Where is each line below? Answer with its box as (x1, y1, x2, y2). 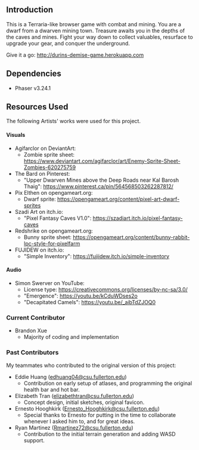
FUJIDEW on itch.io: (14, 246, 64, 253)
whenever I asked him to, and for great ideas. (23, 418, 135, 425)
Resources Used (6, 102, 69, 112)
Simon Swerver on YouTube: (14, 279, 85, 286)
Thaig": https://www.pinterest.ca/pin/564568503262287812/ (23, 182, 174, 190)
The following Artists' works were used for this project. (6, 118, 141, 125)
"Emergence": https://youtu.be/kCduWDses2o (23, 292, 138, 299)
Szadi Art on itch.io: (14, 208, 64, 215)
